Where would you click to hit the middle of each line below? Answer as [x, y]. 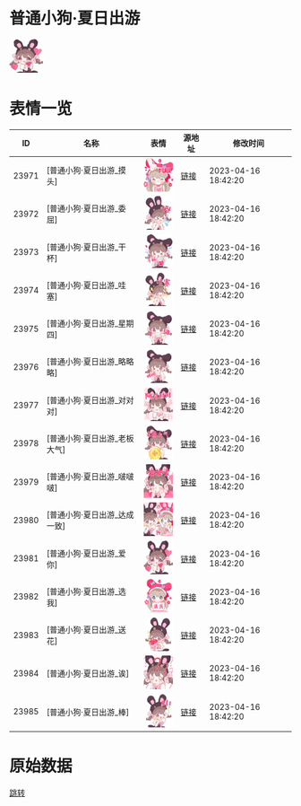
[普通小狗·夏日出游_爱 [86, 553]
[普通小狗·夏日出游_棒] [88, 712]
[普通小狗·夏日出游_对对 [90, 399]
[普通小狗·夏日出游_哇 [86, 285]
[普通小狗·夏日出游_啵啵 [90, 477]
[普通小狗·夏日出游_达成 [90, 515]
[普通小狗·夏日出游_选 [86, 591]
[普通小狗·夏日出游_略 [86, 362]
